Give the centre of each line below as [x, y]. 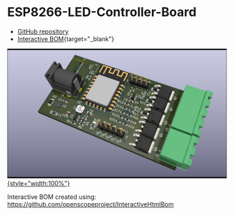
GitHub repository [43, 31]
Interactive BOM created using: [52, 197]
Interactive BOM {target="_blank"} [66, 38]
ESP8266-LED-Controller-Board [102, 12]
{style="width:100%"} [39, 183]
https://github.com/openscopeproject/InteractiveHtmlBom [91, 204]
